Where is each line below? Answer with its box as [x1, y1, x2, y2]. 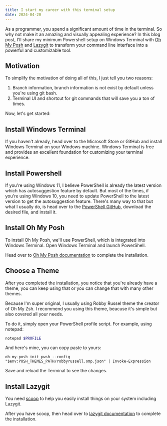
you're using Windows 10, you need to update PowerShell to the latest [5, 193, 149, 199]
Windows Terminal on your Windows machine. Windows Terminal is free [5, 144, 154, 150]
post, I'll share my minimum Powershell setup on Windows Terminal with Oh [5, 36, 161, 43]
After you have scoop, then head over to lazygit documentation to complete [5, 410, 161, 417]
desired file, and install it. [5, 209, 57, 215]
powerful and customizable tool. [5, 47, 71, 53]
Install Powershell [5, 169, 62, 177]
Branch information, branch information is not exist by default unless [12, 85, 154, 91]
